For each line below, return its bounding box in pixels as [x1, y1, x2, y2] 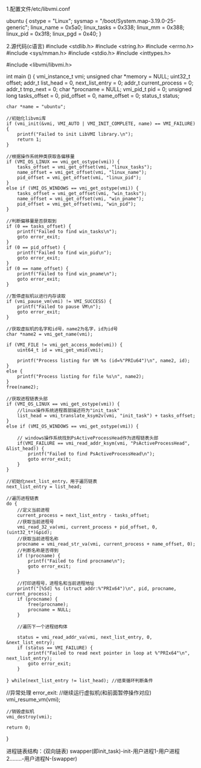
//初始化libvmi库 [6, 115, 46, 121]
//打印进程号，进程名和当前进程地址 [17, 580, 95, 586]
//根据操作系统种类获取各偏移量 [6, 153, 75, 159]
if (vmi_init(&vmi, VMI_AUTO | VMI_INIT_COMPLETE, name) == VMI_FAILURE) [6, 121, 196, 127]
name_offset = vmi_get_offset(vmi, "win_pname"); [17, 196, 145, 202]
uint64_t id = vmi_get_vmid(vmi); [17, 347, 104, 353]
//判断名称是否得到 [17, 548, 59, 554]
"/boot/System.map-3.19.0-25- [99, 18, 176, 24]
